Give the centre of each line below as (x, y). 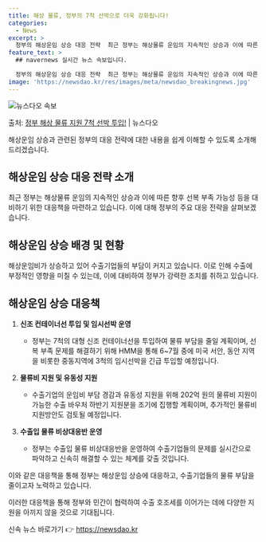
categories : (28, 23)
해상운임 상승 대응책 (54, 303)
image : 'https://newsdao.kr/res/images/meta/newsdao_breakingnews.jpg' (129, 82)
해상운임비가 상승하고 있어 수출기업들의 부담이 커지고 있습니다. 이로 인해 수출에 (131, 266)
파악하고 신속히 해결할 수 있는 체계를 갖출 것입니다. (110, 458)
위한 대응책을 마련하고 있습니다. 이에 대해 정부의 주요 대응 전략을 (129, 207)
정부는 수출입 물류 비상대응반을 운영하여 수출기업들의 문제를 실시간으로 (141, 449)
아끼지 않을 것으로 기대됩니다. (68, 513)
